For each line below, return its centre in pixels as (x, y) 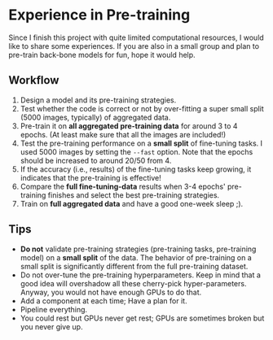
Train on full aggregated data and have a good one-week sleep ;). (132, 203)
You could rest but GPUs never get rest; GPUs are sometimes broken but (142, 318)
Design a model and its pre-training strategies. (98, 100)
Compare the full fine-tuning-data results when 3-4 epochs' (123, 186)
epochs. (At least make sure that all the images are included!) (123, 134)
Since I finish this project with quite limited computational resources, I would (136, 37)
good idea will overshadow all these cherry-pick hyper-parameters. (133, 283)
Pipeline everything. (54, 309)
